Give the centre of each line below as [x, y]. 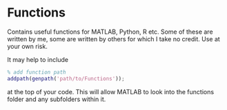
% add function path [37, 72]
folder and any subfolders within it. [57, 99]
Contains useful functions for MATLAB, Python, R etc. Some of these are [110, 32]
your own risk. [28, 46]
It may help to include [38, 59]
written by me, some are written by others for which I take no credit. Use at [114, 38]
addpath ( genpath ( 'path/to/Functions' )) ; [66, 78]
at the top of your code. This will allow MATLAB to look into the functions [111, 91]
